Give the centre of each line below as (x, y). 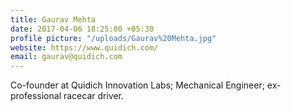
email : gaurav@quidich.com (66, 57)
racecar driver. (94, 96)
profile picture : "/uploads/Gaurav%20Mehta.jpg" (113, 38)
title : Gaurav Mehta (53, 19)
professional (36, 96)
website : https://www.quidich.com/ (84, 47)
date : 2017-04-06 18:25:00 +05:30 (82, 29)
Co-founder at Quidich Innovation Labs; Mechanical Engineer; (137, 85)
